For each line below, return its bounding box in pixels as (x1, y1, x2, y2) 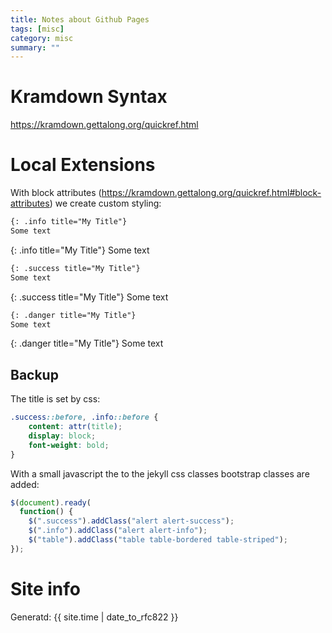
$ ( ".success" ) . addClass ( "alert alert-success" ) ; (28, 516, 235, 526)
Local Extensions (10, 154, 156, 176)
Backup (10, 366, 59, 383)
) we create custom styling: (49, 197, 162, 210)
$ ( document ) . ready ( (10, 497, 92, 508)
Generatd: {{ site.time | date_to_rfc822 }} (10, 611, 179, 623)
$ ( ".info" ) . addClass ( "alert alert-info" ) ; (28, 526, 208, 536)
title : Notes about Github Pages (10, 14, 150, 25)
